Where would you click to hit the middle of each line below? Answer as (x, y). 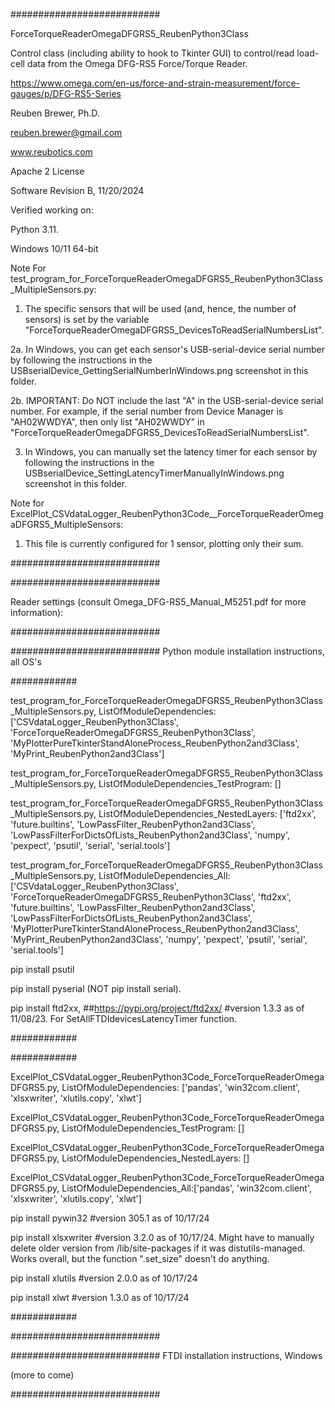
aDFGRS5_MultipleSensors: (67, 524)
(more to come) (42, 1375)
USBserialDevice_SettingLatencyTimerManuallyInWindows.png (154, 473)
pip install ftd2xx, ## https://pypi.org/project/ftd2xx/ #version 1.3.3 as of (157, 1008)
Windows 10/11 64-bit (54, 248)
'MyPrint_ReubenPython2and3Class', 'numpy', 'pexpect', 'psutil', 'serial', (159, 939)
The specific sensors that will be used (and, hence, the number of (160, 308)
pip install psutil (42, 969)
